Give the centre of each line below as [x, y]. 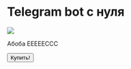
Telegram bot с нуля [66, 12]
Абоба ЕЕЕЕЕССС [33, 43]
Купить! [20, 58]
